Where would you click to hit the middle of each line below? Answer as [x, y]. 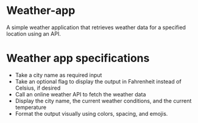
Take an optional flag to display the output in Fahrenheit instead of [98, 81]
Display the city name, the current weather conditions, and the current [103, 101]
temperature [31, 107]
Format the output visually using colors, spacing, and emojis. [91, 113]
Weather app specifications [78, 58]
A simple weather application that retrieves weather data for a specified [96, 27]
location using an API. [34, 33]
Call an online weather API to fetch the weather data [80, 94]
